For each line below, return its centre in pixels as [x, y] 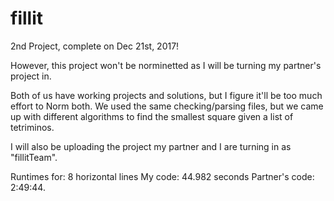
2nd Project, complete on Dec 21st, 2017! [95, 46]
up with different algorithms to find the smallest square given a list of [152, 116]
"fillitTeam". [34, 157]
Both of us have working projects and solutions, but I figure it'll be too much [166, 95]
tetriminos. [32, 127]
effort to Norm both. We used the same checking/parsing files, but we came [167, 106]
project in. [31, 76]
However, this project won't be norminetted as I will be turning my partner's [166, 65]
